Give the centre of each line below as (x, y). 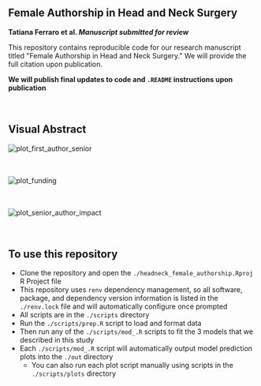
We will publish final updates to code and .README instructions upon (121, 79)
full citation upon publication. (55, 64)
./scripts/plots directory (74, 373)
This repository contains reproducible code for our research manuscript (125, 47)
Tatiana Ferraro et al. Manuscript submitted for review (99, 32)
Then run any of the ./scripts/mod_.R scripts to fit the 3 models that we (136, 332)
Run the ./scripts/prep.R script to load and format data (110, 324)
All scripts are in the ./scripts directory (84, 315)
